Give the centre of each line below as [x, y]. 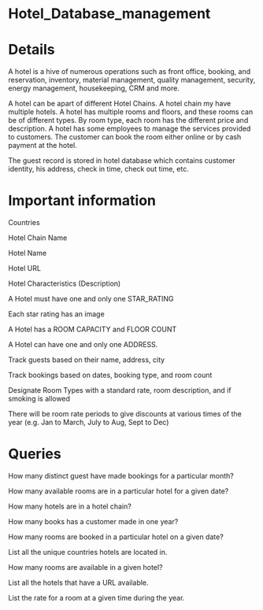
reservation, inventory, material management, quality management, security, [132, 80]
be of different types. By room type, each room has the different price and [128, 120]
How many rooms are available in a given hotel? [85, 567]
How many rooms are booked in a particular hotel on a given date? [116, 537]
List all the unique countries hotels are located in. [88, 552]
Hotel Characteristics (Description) [65, 283]
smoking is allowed [39, 399]
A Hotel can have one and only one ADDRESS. [83, 345]
